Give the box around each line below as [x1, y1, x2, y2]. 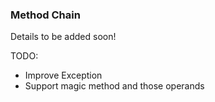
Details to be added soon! [10, 31, 117, 43]
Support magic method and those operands [24, 80, 205, 92]
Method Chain [10, 8, 81, 22]
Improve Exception [24, 69, 103, 82]
